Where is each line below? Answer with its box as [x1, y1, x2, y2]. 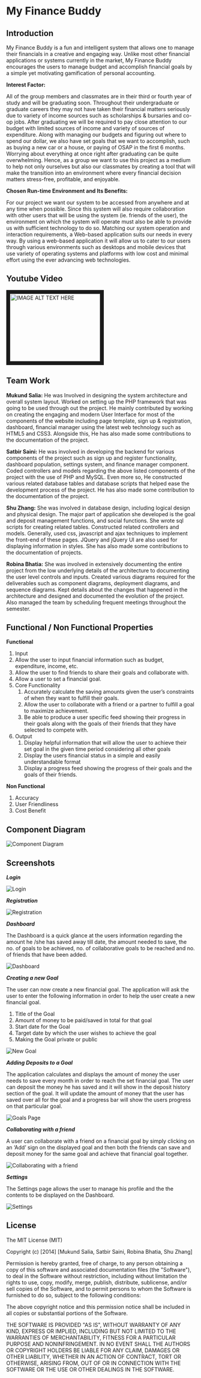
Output [14, 733, 32, 740]
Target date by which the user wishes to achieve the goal [14, 1029, 157, 1037]
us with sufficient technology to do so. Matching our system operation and [6, 224, 190, 232]
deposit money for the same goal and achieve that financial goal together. [6, 1151, 188, 1158]
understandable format [23, 758, 81, 766]
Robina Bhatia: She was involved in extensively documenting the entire [6, 560, 182, 568]
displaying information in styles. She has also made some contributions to [6, 542, 189, 550]
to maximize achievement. [23, 707, 89, 715]
